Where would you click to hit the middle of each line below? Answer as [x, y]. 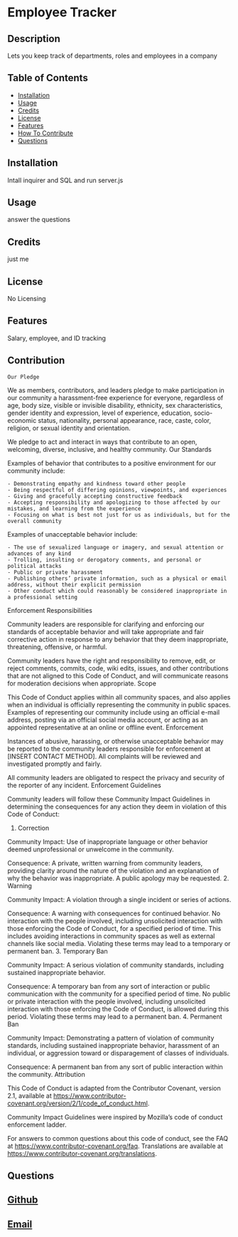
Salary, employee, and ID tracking [57, 338]
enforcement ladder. [37, 1125]
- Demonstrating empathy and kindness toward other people [97, 484]
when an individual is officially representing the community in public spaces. [119, 705]
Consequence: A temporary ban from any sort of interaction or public [109, 986]
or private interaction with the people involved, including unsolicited [107, 1001]
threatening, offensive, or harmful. [58, 647]
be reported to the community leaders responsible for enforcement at [109, 749]
